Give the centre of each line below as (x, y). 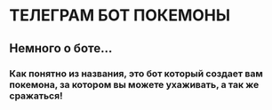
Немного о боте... (61, 48)
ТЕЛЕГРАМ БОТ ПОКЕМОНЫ (120, 16)
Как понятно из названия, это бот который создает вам (136, 74)
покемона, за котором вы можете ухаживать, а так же (134, 84)
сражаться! (36, 96)
